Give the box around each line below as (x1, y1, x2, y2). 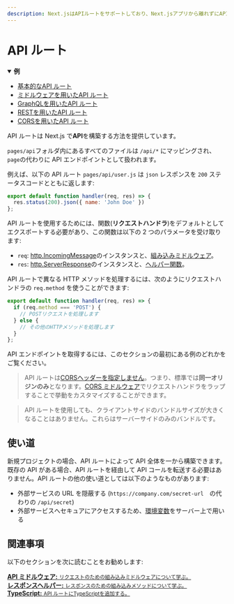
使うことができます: (72, 283, 130, 292)
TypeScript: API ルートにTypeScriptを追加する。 (7, 589, 130, 597)
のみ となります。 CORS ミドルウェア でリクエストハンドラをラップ (36, 382, 226, 391)
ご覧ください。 (7, 359, 50, 367)
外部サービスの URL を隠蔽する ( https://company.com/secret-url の (17, 489, 216, 498)
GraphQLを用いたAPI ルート (17, 99, 98, 108)
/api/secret (37, 499, 72, 506)
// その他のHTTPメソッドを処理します (19, 323, 115, 330)
